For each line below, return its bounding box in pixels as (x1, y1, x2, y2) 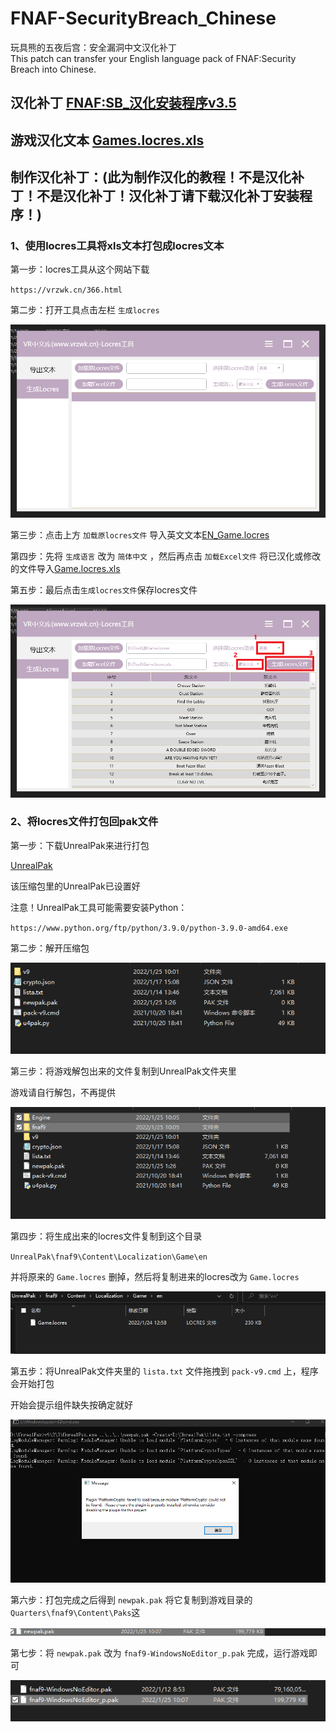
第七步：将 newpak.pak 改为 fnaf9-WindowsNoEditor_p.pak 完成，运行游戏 (10, 1647, 309, 1659)
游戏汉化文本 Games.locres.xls (10, 132, 205, 149)
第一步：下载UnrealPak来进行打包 (10, 839, 150, 851)
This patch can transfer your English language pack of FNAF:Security (10, 52, 297, 64)
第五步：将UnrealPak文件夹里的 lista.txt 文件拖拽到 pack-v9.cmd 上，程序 (10, 1365, 319, 1377)
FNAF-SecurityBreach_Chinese (10, 7, 277, 30)
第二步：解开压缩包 (10, 942, 90, 954)
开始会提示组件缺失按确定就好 (10, 1398, 133, 1411)
